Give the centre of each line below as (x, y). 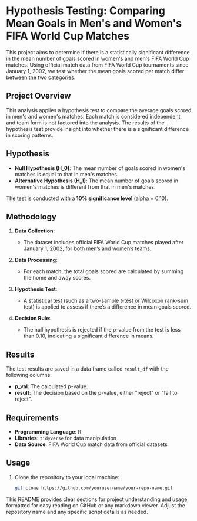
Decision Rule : (33, 318)
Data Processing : (36, 260)
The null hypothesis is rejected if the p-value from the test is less (102, 330)
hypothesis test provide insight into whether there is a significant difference (98, 129)
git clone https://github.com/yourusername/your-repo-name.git (94, 488)
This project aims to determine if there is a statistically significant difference (98, 52)
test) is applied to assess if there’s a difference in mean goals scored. (107, 307)
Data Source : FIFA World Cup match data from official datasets (91, 444)
